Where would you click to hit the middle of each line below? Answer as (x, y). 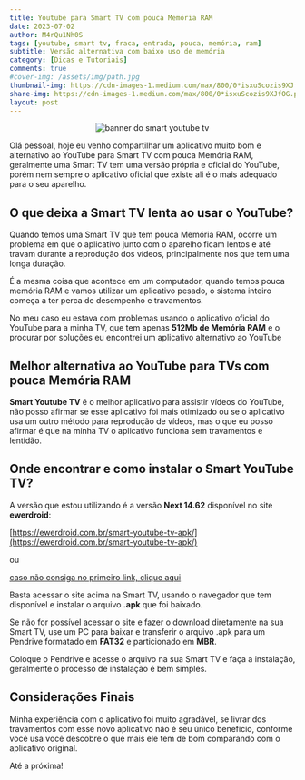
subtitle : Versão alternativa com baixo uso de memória (117, 52)
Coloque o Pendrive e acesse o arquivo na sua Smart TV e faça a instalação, (152, 658)
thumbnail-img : (38, 85)
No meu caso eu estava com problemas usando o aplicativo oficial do (139, 318)
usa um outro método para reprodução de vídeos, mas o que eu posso (142, 421)
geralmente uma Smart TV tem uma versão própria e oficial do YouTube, (144, 165)
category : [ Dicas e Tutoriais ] (69, 60)
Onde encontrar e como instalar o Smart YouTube (152, 469)
